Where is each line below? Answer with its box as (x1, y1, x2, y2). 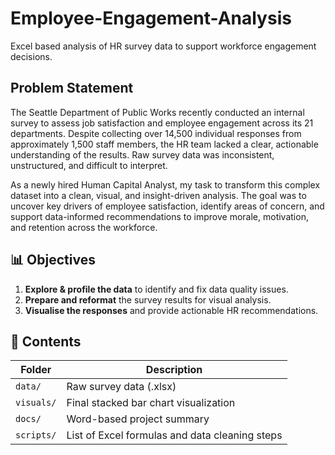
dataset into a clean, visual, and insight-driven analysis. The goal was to (10, 189, 307, 201)
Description (145, 363, 203, 377)
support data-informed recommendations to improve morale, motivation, (10, 210, 309, 222)
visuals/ (15, 397, 57, 409)
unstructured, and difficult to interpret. (10, 159, 168, 171)
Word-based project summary (66, 412, 210, 426)
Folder (20, 363, 52, 377)
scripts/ (15, 430, 57, 441)
